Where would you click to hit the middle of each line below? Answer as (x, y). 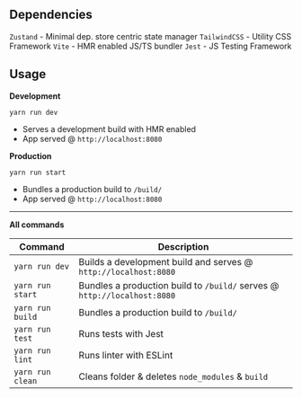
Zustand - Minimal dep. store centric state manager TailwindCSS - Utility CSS (151, 36)
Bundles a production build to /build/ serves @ (179, 285)
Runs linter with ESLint (126, 355)
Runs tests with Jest (121, 333)
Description (183, 246)
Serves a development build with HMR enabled (109, 128)
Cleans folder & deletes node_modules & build (173, 376)
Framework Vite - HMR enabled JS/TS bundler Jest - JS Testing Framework (151, 46)
